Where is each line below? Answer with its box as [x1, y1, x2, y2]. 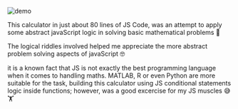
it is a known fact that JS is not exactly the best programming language [7, 64, 216, 72]
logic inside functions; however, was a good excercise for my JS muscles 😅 [7, 86, 231, 95]
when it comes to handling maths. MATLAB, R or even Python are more [7, 71, 216, 80]
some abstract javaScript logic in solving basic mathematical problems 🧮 [7, 28, 221, 36]
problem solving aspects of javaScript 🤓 [7, 50, 125, 58]
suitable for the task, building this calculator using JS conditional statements [7, 79, 232, 87]
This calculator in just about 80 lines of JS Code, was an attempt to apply [7, 21, 222, 28]
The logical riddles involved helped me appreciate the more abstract [7, 42, 208, 50]
